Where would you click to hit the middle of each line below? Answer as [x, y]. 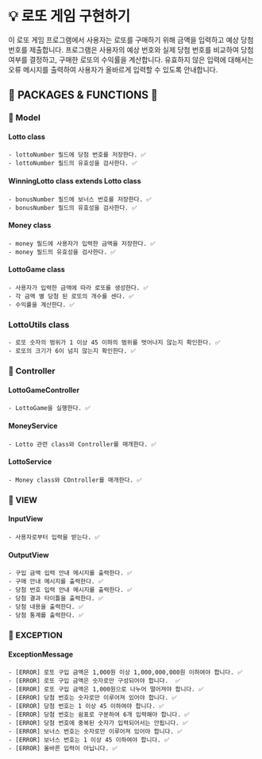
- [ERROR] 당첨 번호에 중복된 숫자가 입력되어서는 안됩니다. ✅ [98, 723]
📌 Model [25, 118]
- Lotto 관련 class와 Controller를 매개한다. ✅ [83, 444]
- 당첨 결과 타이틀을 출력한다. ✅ [56, 598]
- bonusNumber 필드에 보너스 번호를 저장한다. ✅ [80, 199]
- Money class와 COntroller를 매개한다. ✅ [75, 480]
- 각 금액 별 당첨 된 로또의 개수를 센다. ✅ [71, 296]
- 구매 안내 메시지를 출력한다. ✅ [56, 582]
